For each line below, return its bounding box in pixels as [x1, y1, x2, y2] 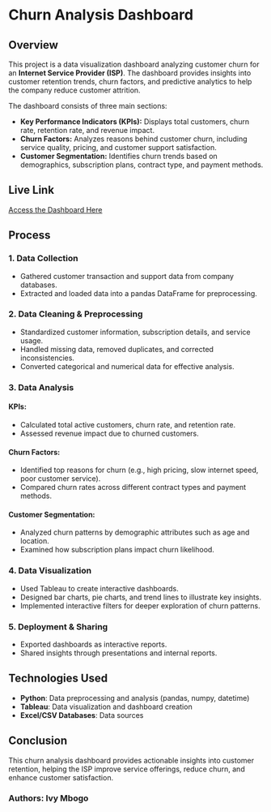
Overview [8, 38, 59, 52]
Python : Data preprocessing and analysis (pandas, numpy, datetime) [19, 693, 250, 702]
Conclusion [8, 734, 68, 748]
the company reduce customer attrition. [8, 85, 141, 95]
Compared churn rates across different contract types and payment [19, 483, 247, 492]
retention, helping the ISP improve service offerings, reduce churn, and [8, 764, 245, 774]
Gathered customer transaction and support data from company [19, 271, 235, 281]
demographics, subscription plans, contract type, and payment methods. [19, 160, 264, 170]
